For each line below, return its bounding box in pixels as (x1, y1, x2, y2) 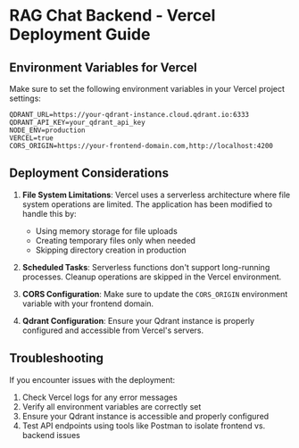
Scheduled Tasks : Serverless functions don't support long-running (21, 261, 270, 272)
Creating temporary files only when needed (35, 235, 196, 245)
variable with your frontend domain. (21, 298, 154, 309)
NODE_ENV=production (9, 126, 87, 135)
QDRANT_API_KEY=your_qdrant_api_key (9, 118, 145, 127)
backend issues (21, 429, 80, 440)
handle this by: (21, 208, 78, 219)
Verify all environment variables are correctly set (21, 401, 202, 411)
